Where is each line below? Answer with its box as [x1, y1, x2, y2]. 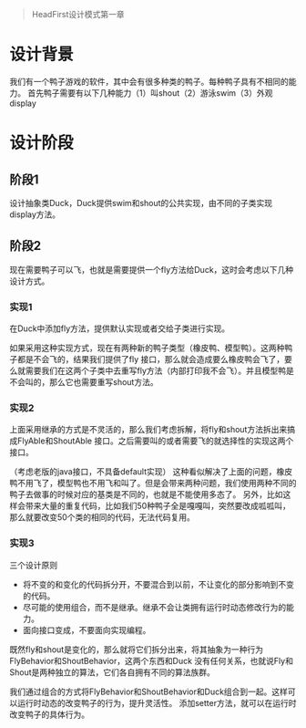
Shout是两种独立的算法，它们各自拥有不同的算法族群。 [9, 666, 216, 678]
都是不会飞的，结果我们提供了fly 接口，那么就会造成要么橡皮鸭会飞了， [16, 354, 285, 365]
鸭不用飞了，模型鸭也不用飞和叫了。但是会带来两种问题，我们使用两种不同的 [9, 478, 297, 489]
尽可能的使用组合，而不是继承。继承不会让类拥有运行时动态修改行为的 [22, 601, 287, 612]
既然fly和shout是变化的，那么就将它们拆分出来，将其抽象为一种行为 [9, 643, 264, 655]
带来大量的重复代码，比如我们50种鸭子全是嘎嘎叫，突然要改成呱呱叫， [25, 501, 291, 512]
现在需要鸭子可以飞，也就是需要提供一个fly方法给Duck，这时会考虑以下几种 [9, 264, 294, 275]
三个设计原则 [9, 559, 57, 570]
